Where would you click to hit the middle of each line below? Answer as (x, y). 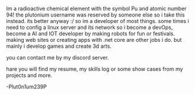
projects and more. (29, 75)
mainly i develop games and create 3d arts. (59, 46)
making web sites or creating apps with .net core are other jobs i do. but (94, 40)
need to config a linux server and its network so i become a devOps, (89, 27)
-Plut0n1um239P (27, 87)
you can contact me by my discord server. (57, 58)
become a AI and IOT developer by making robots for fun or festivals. (90, 34)
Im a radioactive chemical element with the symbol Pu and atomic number (96, 9)
